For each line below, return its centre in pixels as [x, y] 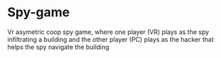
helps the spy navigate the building [58, 47]
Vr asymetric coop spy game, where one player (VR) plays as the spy [108, 32]
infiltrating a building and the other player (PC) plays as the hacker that [110, 39]
